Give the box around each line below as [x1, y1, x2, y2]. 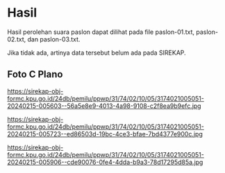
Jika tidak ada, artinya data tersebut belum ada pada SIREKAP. [7, 48, 186, 57]
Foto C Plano [7, 69, 63, 80]
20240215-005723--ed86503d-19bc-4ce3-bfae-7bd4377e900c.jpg [7, 129, 203, 138]
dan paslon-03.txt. [27, 35, 81, 43]
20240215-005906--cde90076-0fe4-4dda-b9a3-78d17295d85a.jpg [7, 158, 203, 166]
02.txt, [7, 35, 26, 43]
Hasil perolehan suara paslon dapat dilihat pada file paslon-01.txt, [7, 28, 195, 36]
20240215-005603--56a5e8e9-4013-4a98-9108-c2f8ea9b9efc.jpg [7, 102, 201, 110]
